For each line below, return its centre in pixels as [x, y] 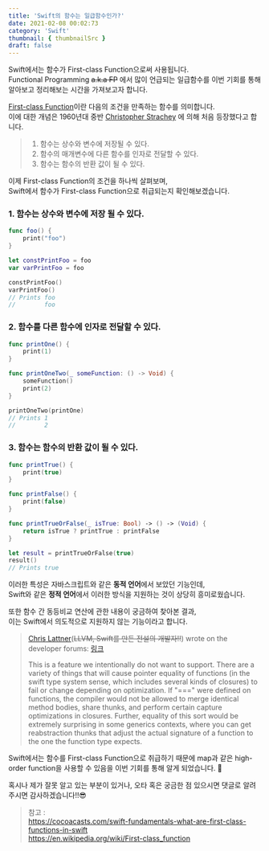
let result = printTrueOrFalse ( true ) [71, 553]
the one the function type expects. [85, 742]
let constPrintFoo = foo [50, 261]
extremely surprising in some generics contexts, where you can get [139, 725]
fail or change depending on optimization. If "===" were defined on [139, 690]
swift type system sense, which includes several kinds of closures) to [143, 682]
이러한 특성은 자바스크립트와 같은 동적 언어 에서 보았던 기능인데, [107, 584]
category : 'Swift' [39, 31]
